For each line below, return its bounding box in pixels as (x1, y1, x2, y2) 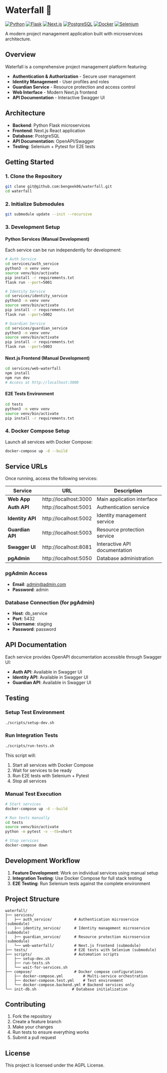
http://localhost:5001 (42, 504, 92, 511)
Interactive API (96, 540, 131, 547)
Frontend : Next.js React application (12, 127, 85, 134)
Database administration (96, 555, 154, 562)
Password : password (12, 626, 56, 632)
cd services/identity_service (5, 294, 68, 299)
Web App (7, 496, 30, 503)
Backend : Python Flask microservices (12, 122, 90, 128)
